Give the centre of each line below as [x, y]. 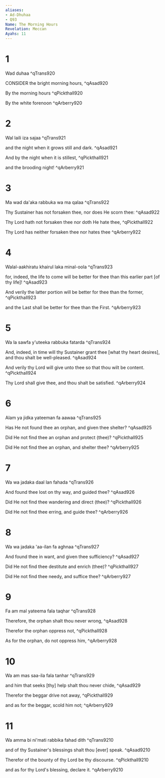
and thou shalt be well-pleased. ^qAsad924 [51, 357]
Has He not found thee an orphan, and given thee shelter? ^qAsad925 [78, 427]
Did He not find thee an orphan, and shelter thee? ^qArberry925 [72, 447]
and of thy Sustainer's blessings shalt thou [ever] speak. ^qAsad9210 [78, 750]
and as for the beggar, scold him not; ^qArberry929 [59, 705]
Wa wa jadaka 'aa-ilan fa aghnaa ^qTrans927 [52, 546]
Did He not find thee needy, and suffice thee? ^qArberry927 [68, 576]
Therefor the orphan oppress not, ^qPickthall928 [57, 631]
